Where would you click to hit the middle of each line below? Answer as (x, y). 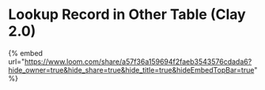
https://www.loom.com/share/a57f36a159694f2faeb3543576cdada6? (138, 62)
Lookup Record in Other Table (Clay (127, 15)
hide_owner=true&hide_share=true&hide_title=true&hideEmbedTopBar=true (131, 69)
